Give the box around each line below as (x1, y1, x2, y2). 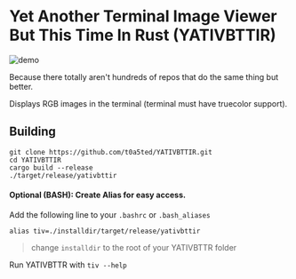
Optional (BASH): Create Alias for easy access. (9, 189, 187, 201)
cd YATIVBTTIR (9, 155, 62, 164)
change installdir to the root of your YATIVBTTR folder (30, 242, 237, 252)
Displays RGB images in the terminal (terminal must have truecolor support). (9, 98, 288, 108)
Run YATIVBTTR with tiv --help (9, 259, 127, 270)
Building (9, 124, 56, 139)
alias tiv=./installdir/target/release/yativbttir (9, 227, 201, 235)
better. (9, 81, 34, 92)
